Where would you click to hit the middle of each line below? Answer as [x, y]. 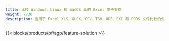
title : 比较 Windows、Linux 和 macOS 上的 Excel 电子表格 [63, 10]
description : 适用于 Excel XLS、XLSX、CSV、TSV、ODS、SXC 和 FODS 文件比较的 [83, 19]
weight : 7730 [19, 14]
